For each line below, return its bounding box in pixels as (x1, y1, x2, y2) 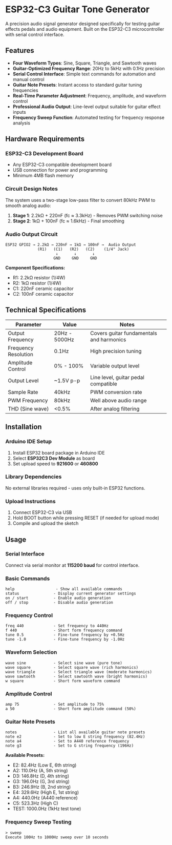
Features (5, 46, 34, 55)
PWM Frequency (8, 397, 48, 404)
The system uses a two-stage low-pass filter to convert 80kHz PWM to (5, 197, 156, 203)
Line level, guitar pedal (90, 374, 145, 381)
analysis (12, 119, 31, 126)
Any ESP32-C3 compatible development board (12, 161, 112, 168)
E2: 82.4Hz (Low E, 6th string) (12, 762, 77, 768)
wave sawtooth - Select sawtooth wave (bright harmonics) (5, 674, 147, 679)
